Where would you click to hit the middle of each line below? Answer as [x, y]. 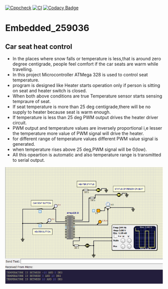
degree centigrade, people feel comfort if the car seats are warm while [85, 64]
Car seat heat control [39, 46]
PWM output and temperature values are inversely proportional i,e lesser [87, 128]
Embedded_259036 [47, 28]
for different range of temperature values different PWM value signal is [85, 139]
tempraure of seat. [31, 101]
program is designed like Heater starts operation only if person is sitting [86, 85]
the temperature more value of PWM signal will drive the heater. [78, 133]
